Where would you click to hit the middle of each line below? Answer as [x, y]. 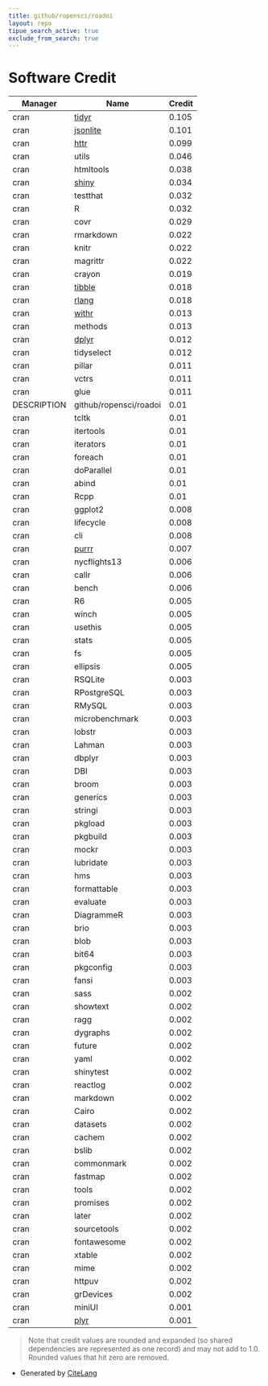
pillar [83, 365]
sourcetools [96, 1229]
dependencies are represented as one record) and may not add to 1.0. [144, 1349]
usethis [88, 627]
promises [92, 1202]
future [86, 1046]
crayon [87, 274]
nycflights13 [98, 562]
